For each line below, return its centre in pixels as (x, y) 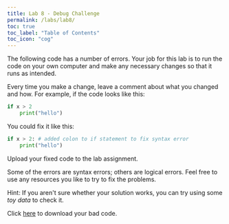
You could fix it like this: (41, 126)
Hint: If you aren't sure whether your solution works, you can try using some (115, 192)
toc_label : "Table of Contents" (53, 33)
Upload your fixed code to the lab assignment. (73, 159)
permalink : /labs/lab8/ (41, 20)
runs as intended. (32, 74)
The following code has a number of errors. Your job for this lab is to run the (115, 59)
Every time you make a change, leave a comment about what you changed (113, 87)
